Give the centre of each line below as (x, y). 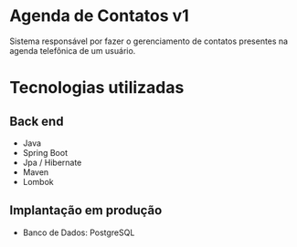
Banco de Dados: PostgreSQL (79, 232)
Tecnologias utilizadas (97, 88)
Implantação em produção (86, 211)
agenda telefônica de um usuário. (73, 50)
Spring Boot (45, 152)
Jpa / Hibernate (52, 162)
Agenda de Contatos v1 (99, 16)
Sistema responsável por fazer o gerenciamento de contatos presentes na (149, 41)
